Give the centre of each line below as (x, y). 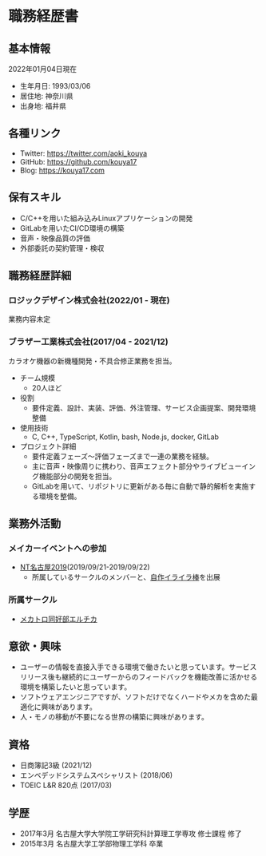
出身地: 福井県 (43, 106)
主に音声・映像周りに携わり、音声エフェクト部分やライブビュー (137, 466)
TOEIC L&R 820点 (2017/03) (66, 785)
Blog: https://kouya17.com (62, 170)
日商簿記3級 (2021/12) (56, 765)
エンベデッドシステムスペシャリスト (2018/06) (96, 775)
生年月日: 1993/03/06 (55, 86)
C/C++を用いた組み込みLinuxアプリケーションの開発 (106, 218)
